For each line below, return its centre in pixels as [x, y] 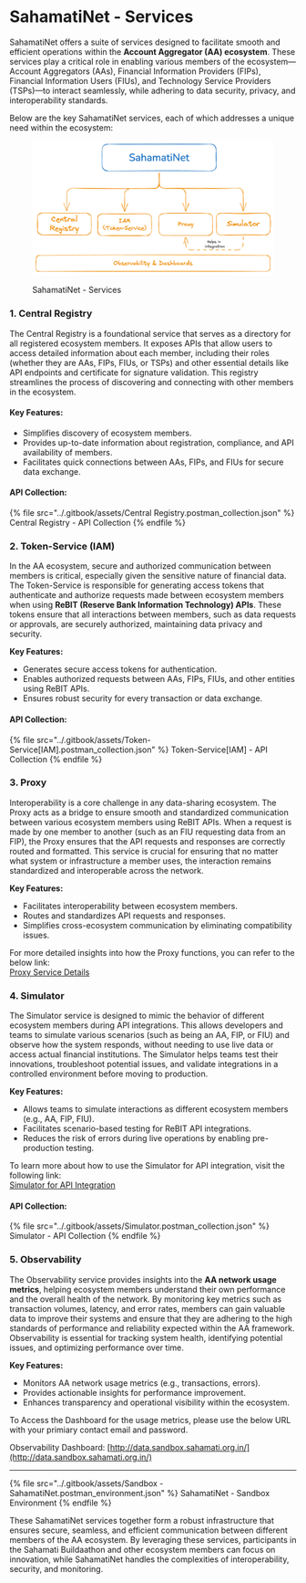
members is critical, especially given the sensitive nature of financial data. [148, 576]
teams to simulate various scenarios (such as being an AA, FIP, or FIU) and [149, 1035]
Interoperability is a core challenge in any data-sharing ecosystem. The [143, 802]
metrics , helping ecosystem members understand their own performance [148, 1289]
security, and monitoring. [56, 1568]
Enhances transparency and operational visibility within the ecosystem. [156, 1402]
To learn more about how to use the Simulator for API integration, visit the [147, 1166]
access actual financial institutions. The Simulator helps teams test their [144, 1054]
